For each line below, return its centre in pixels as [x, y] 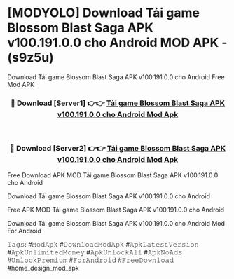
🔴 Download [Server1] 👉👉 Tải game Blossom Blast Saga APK [118, 103]
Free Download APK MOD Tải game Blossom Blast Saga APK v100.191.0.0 [113, 175]
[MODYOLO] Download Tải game [103, 13]
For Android [25, 231]
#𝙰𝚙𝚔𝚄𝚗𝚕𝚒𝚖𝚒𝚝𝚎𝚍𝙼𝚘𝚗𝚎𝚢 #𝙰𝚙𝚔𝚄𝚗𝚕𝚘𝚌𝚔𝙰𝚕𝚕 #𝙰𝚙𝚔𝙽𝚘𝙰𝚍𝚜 [95, 252]
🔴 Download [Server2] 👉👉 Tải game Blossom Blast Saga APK [118, 149]
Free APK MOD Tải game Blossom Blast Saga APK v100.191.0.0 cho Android [116, 210]
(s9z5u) [30, 58]
